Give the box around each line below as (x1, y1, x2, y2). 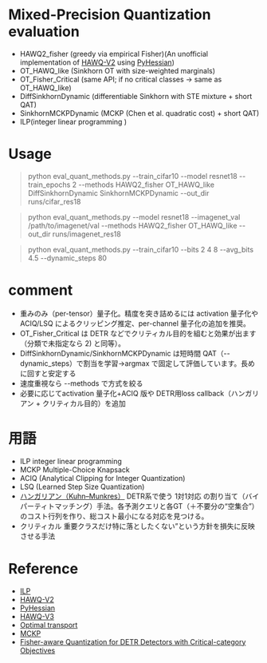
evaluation (8, 22, 80, 41)
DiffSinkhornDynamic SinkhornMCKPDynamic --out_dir (27, 188, 210, 197)
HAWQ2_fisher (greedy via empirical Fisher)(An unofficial (19, 49, 209, 58)
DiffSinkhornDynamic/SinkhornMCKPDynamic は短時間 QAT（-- (19, 348, 230, 358)
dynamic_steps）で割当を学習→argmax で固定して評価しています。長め (19, 358, 255, 368)
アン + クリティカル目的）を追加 (19, 398, 126, 408)
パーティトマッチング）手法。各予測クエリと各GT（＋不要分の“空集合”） (19, 501, 259, 510)
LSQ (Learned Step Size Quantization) (19, 482, 145, 491)
